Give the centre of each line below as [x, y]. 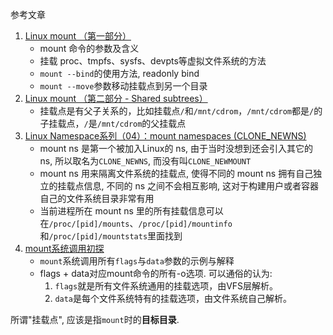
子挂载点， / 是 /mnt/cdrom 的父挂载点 [113, 123]
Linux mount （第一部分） [78, 36]
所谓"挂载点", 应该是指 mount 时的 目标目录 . [95, 319]
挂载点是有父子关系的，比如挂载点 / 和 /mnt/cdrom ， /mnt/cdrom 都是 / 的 [181, 111]
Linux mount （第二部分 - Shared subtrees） [116, 98]
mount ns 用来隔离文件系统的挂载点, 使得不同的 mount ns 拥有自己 [176, 173]
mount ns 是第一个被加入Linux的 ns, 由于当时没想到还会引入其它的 [176, 148]
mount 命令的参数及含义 [89, 48]
